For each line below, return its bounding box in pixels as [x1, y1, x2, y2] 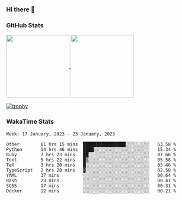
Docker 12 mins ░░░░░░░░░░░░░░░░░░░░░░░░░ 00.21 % [6, 188, 177, 194]
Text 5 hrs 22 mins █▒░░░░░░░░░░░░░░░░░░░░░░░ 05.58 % [6, 157, 177, 163]
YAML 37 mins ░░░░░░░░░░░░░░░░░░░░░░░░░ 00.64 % [6, 172, 177, 178]
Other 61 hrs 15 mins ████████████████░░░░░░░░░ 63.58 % [6, 141, 177, 147]
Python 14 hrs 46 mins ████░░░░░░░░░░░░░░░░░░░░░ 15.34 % [6, 146, 177, 153]
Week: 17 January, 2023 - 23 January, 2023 [6, 131, 116, 137]
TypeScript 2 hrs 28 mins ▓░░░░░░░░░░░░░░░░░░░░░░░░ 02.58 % [6, 167, 177, 173]
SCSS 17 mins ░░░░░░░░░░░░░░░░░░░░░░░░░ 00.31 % [6, 183, 177, 189]
